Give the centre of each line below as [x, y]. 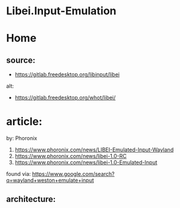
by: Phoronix [22, 138]
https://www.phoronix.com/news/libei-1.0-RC [71, 156]
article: [25, 122]
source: [21, 60]
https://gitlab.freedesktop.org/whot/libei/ [65, 98]
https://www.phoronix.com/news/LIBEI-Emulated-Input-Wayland [94, 150]
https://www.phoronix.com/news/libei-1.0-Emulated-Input [86, 163]
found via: [19, 174]
